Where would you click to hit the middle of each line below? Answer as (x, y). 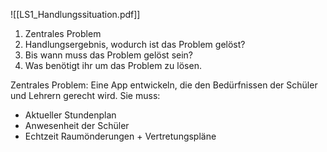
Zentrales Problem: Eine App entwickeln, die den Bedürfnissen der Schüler (164, 85)
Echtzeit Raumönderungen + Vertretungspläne (120, 136)
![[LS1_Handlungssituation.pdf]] (75, 14)
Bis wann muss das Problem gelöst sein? (109, 55)
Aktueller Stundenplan (70, 115)
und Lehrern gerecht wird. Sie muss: (85, 95)
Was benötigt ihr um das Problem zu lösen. (113, 65)
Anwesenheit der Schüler (77, 125)
